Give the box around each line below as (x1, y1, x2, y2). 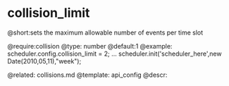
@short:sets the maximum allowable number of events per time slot (7, 28, 204, 37)
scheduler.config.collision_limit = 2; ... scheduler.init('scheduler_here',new (7, 49, 222, 58)
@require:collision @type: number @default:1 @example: (7, 42, 173, 50)
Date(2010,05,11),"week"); (7, 56, 82, 65)
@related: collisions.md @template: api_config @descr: (7, 70, 168, 79)
